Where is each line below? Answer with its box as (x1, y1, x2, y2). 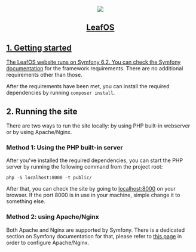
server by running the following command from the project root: (6, 163, 163, 170)
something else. (6, 198, 46, 205)
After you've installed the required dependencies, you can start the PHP (6, 157, 183, 164)
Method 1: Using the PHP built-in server (6, 143, 124, 151)
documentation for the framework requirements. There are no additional (6, 65, 183, 72)
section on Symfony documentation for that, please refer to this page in (6, 232, 182, 239)
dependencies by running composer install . (6, 89, 115, 97)
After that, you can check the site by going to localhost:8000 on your (6, 185, 176, 192)
